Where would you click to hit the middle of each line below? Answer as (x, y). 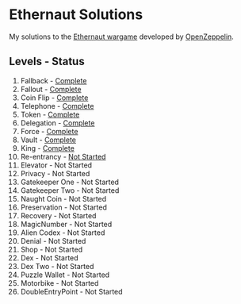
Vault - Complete (48, 140)
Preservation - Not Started (64, 207)
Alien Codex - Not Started (63, 233)
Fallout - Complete (51, 89)
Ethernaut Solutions (76, 15)
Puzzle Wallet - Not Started (65, 275)
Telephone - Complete (57, 106)
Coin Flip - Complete (54, 98)
